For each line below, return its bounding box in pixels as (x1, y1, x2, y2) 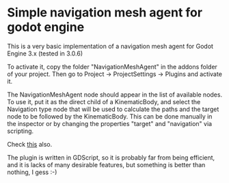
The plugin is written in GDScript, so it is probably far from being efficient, (7, 153, 215, 162)
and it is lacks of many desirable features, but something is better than (7, 160, 206, 169)
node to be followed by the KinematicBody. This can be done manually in (7, 112, 213, 121)
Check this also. (7, 140, 53, 148)
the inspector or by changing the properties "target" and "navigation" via (7, 119, 213, 127)
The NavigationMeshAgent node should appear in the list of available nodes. (7, 90, 223, 99)
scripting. (7, 127, 34, 135)
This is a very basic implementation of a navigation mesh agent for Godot (7, 42, 214, 50)
